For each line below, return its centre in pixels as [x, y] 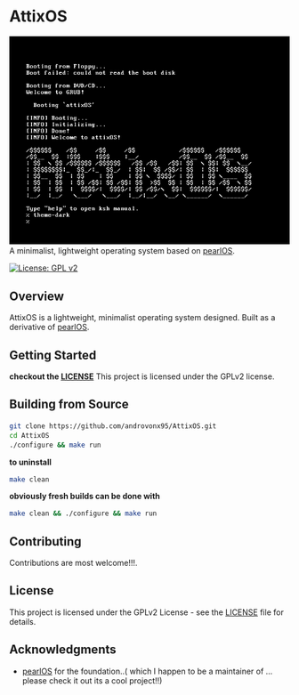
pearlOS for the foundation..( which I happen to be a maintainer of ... [147, 671]
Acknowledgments [63, 650]
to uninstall [30, 462]
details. [23, 621]
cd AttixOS [29, 435]
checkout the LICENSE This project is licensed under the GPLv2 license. [142, 376]
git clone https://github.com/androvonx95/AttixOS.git [113, 426]
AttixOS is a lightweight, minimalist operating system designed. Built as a [142, 318]
